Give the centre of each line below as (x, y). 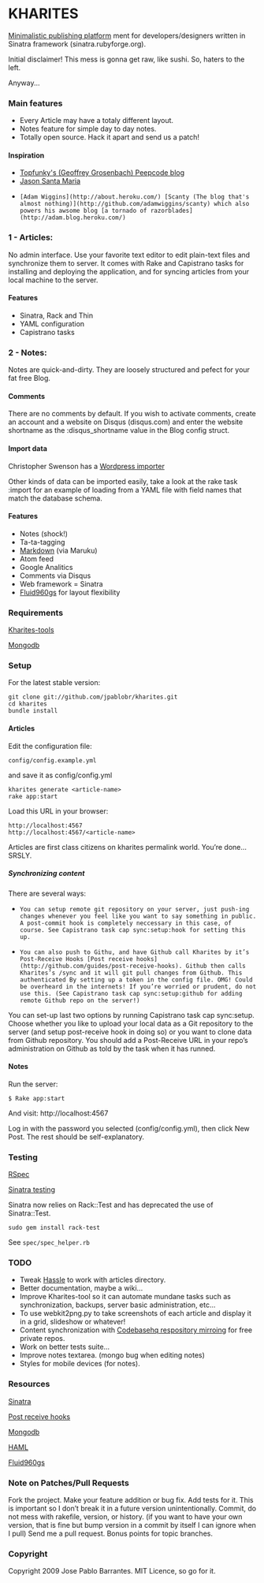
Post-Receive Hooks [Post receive (76, 959)
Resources (29, 1384)
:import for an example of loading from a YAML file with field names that (125, 490)
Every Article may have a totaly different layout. (97, 121)
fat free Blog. (30, 378)
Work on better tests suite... (65, 1347)
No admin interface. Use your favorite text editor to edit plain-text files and (129, 255)
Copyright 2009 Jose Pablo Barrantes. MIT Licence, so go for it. (112, 1571)
